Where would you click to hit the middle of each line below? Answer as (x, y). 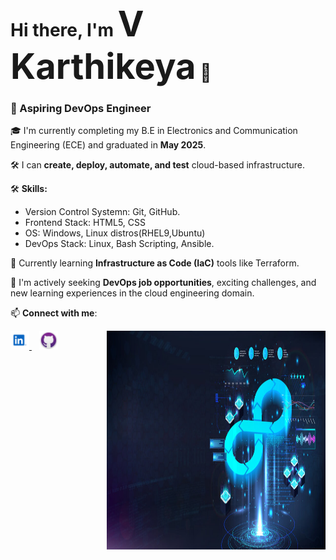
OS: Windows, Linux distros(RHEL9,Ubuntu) (115, 233)
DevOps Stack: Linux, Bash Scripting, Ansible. (119, 244)
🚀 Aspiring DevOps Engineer (81, 109)
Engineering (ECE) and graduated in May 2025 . (108, 145)
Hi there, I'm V (77, 24)
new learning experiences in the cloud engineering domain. (132, 293)
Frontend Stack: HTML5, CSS (85, 223)
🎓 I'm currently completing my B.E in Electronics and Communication (154, 131)
